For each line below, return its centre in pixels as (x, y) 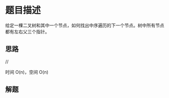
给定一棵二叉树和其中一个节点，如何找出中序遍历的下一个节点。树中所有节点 (85, 25)
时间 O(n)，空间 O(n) (27, 72)
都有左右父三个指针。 (27, 31)
